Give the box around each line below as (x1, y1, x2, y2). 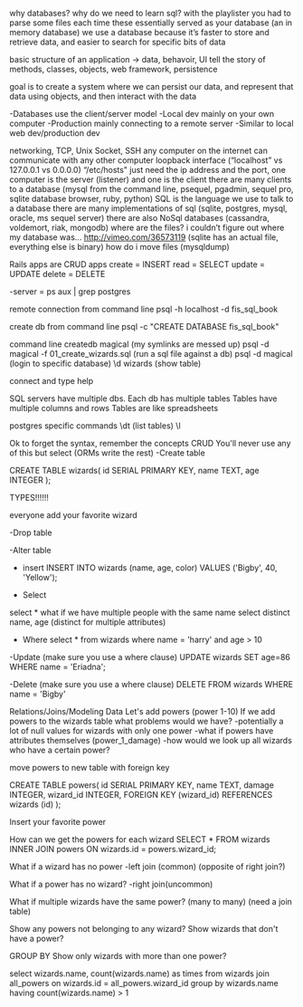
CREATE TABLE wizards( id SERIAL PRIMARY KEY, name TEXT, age (9, 465, 260, 475)
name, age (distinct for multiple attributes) (9, 617, 166, 628)
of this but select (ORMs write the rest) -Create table (9, 447, 205, 458)
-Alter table (9, 545, 52, 555)
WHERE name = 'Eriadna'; (9, 661, 107, 672)
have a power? (9, 933, 64, 944)
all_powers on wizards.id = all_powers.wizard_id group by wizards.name (9, 978, 279, 988)
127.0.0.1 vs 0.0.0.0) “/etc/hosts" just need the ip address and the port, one (9, 165, 287, 175)
